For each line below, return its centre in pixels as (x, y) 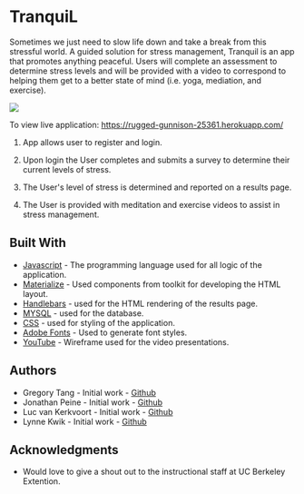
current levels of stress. (67, 169)
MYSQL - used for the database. (83, 313)
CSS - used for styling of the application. (98, 322)
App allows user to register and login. (93, 142)
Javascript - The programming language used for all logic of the (142, 264)
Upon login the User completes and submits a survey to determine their (156, 160)
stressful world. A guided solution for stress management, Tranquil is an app (152, 51)
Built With (38, 243)
